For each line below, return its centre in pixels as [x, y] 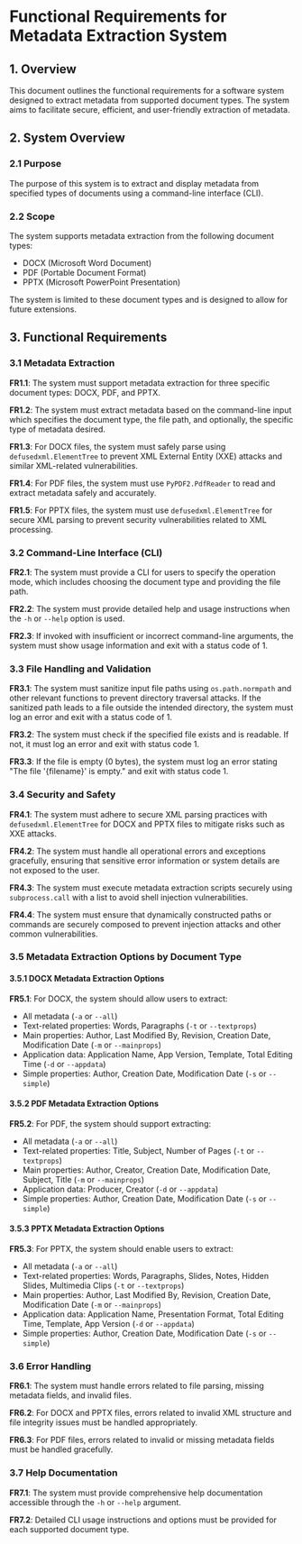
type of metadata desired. [58, 429]
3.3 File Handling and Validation [80, 669]
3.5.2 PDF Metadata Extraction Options [84, 1104]
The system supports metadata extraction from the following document [142, 235]
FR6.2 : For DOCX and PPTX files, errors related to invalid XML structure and [151, 1413]
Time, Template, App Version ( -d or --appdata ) [109, 1324]
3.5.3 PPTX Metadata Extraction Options [87, 1229]
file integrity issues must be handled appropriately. [104, 1422]
